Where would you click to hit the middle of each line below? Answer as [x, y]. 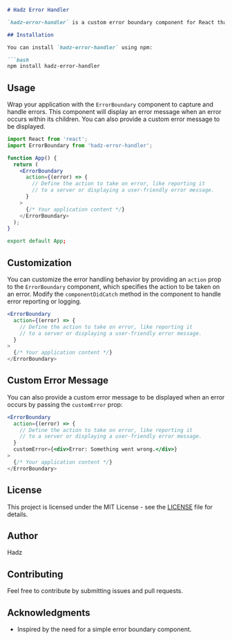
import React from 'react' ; [48, 139]
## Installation [30, 35]
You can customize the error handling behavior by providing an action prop [114, 279]
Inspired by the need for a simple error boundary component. [104, 629]
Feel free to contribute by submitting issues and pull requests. [95, 591]
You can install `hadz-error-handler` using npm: [80, 47]
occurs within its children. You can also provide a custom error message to [114, 119]
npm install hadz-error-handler [54, 66]
